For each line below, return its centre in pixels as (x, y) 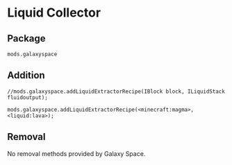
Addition (26, 75)
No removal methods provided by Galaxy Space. (76, 153)
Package (27, 38)
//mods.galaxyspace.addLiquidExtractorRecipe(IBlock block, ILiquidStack (116, 92)
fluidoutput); (28, 97)
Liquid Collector (54, 13)
